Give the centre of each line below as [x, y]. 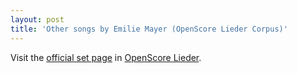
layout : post [37, 19]
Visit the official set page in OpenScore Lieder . [106, 57]
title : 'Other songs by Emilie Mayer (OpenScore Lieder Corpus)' [149, 29]
